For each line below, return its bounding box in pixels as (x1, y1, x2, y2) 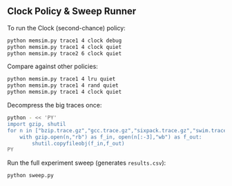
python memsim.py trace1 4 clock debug (7, 37, 122, 44)
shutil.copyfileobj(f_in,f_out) (32, 140, 126, 147)
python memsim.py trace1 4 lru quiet (7, 76, 116, 83)
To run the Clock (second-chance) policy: (7, 23, 126, 32)
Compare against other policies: (7, 62, 98, 71)
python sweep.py (7, 172, 54, 179)
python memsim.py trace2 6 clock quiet (7, 50, 122, 57)
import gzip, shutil (7, 121, 67, 127)
